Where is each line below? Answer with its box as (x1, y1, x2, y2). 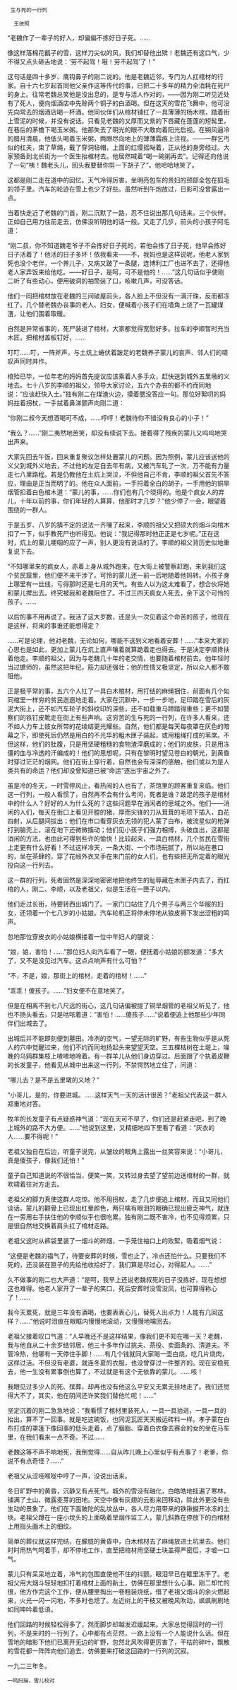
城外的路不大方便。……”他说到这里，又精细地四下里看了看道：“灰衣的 (13, 1124, 215, 1131)
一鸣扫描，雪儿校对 (7, 1677, 55, 1684)
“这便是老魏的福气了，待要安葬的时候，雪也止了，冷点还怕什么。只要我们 (7, 1252, 221, 1260)
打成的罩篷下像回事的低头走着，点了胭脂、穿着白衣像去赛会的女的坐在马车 (13, 1424, 230, 1432)
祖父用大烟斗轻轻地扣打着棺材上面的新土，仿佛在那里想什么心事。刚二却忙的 (7, 1579, 230, 1587)
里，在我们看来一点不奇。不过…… (7, 1433, 105, 1441)
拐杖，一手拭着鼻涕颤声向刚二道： (25, 399, 125, 407)
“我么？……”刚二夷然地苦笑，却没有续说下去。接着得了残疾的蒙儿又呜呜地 (7, 429, 221, 437)
